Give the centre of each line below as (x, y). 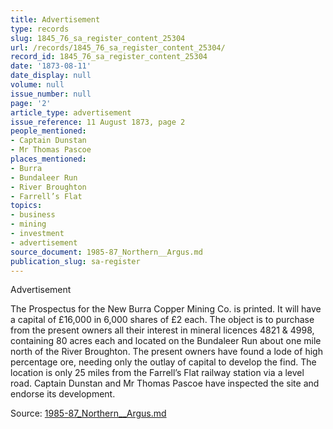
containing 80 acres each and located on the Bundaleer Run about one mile (166, 341)
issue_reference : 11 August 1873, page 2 (98, 122)
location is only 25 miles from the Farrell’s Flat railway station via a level (157, 373)
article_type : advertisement (71, 112)
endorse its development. (63, 394)
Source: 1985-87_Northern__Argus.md (88, 413)
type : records (40, 29)
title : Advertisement (55, 19)
